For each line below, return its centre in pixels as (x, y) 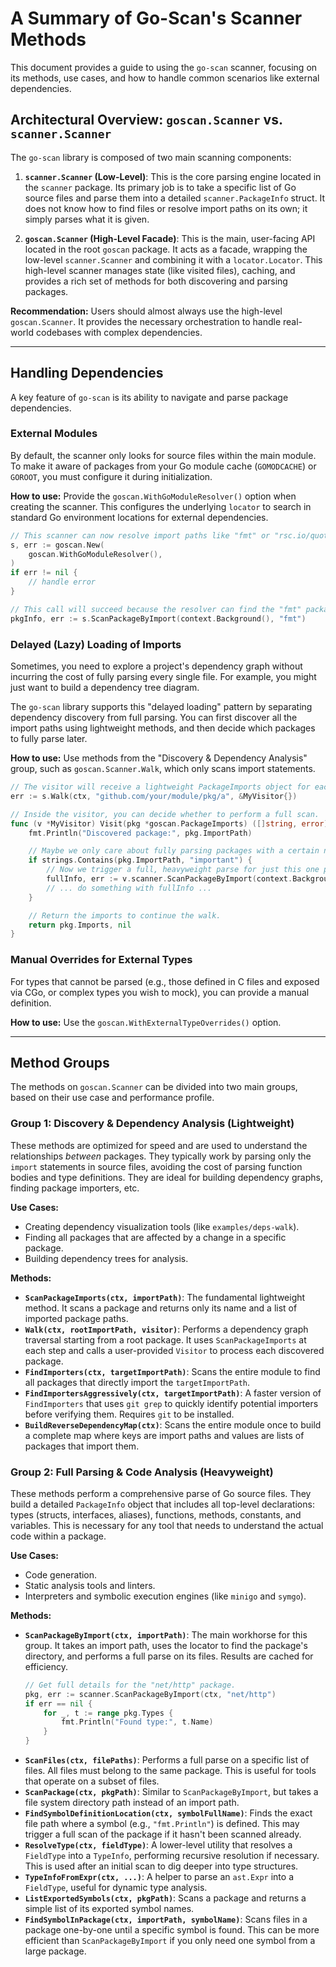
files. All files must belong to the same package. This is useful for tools (170, 1771)
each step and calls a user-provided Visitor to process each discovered (174, 1350)
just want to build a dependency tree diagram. (105, 688)
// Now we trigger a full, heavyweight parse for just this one (183, 870)
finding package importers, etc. (75, 1188)
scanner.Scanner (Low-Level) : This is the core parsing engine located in (173, 176)
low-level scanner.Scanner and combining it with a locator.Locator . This (173, 259)
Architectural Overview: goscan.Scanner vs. (146, 120)
